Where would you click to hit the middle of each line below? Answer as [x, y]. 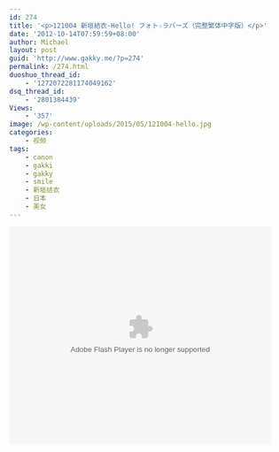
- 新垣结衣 [43, 190]
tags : [19, 149]
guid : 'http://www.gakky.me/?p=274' [77, 58]
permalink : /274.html [49, 67]
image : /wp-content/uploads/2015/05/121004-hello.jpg [111, 125]
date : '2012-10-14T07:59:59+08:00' [75, 34]
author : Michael [39, 42]
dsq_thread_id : [37, 91]
